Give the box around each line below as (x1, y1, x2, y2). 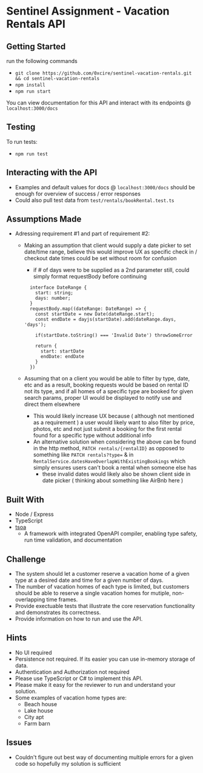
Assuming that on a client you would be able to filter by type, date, (24, 375, 190, 382)
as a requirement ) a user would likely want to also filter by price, (33, 419, 195, 426)
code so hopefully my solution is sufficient (15, 760, 121, 767)
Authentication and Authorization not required (15, 668, 130, 675)
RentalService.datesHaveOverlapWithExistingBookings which (33, 457, 186, 465)
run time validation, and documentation (24, 536, 122, 544)
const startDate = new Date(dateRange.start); (35, 311, 155, 317)
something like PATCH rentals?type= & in (33, 451, 134, 459)
